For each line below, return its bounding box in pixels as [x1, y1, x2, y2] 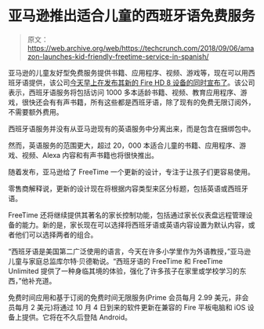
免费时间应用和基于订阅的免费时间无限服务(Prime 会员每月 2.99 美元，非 [8, 292, 242, 302]
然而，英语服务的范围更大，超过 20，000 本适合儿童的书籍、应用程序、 [8, 141, 240, 150]
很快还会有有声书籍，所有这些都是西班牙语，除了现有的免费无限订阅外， [21, 97, 255, 107]
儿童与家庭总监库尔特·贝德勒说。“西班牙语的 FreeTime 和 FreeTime [8, 256, 223, 265]
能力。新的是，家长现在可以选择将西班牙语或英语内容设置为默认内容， [21, 220, 248, 229]
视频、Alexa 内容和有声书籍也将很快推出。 [21, 150, 159, 159]
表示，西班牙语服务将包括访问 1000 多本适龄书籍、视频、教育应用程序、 [8, 87, 241, 97]
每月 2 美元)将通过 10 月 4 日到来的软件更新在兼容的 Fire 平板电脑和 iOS [14, 302, 246, 312]
